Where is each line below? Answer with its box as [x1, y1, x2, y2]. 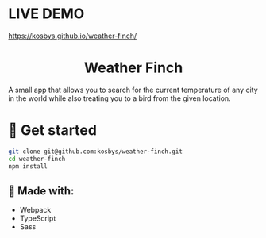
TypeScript [19, 213, 56, 223]
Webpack [19, 205, 52, 215]
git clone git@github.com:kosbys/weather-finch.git [8, 148, 183, 155]
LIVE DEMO [8, 5, 85, 23]
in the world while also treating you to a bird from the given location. [8, 93, 232, 103]
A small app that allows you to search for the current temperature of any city [8, 85, 258, 94]
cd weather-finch [8, 155, 66, 163]
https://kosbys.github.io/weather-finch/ [8, 31, 137, 40]
